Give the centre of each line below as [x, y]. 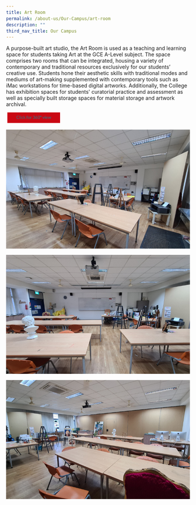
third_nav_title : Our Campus [41, 31]
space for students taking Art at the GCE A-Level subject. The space [88, 54]
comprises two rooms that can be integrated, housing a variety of [85, 61]
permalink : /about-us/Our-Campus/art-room [58, 18]
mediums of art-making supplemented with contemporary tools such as [92, 80]
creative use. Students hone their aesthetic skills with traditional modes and [97, 73]
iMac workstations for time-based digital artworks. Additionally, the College [97, 86]
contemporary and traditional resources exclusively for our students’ [88, 67]
